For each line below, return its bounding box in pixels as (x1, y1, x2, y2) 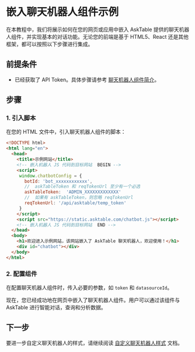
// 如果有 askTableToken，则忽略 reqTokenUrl (24, 195, 134, 201)
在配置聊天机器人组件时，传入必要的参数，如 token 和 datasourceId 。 (6, 284, 173, 291)
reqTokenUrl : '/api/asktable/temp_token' (24, 200, 127, 206)
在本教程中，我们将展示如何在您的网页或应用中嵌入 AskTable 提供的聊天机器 (6, 26, 190, 33)
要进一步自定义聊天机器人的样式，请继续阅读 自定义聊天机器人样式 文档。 (6, 339, 183, 346)
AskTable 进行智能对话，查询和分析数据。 (6, 303, 106, 311)
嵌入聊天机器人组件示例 (6, 5, 119, 19)
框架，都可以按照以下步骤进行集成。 (6, 40, 93, 48)
